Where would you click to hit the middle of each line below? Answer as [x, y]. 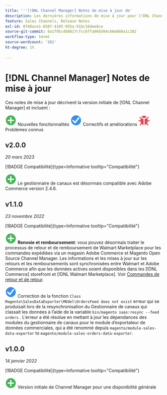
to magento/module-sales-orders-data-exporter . [84, 333]
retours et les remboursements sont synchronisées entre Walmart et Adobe [82, 264]
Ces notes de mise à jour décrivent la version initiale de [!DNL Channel [78, 102]
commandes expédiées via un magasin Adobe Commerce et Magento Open [83, 253]
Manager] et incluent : [28, 108]
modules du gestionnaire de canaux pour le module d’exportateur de [75, 323]
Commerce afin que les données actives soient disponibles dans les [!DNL [81, 269]
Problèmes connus [24, 129]
